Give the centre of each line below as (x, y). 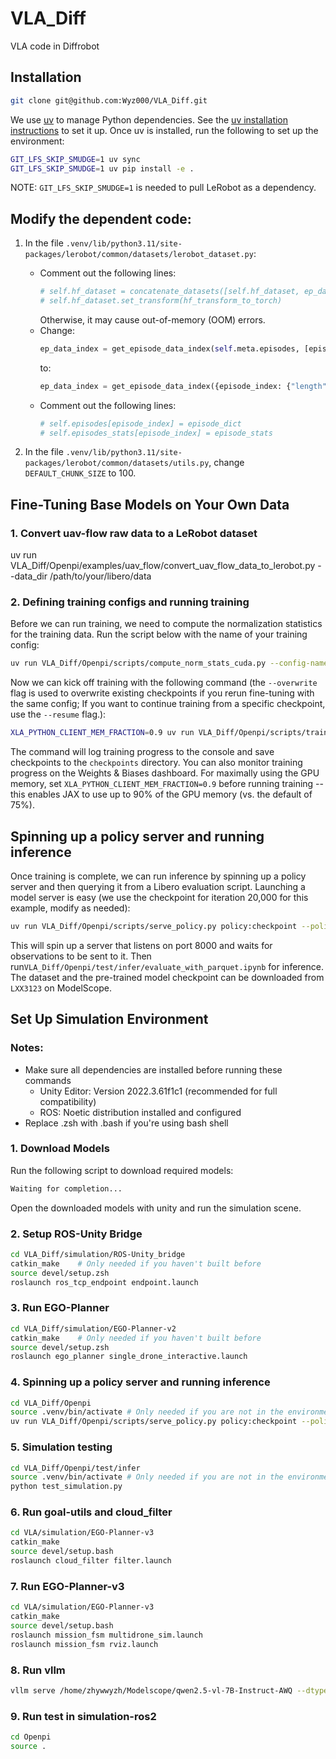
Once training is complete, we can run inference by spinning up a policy (158, 876)
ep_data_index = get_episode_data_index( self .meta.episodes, (169, 348)
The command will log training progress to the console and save (142, 752)
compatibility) (68, 1101)
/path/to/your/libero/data (100, 576)
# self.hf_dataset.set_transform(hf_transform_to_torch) (161, 301)
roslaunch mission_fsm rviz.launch (84, 1644)
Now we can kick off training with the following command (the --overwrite (164, 683)
